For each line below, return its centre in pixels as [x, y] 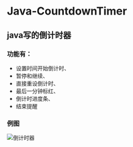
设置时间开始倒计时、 [42, 68]
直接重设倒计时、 [37, 83]
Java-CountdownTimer [67, 11]
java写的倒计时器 [39, 35]
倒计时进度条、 [34, 98]
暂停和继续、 [32, 76]
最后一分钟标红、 [37, 91]
